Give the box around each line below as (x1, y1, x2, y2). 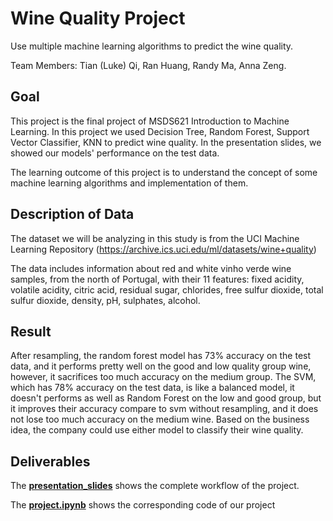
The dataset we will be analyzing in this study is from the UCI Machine (10, 232, 300, 244)
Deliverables (10, 453, 91, 470)
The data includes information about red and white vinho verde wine (10, 262, 292, 274)
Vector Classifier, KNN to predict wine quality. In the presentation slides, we (10, 136, 322, 148)
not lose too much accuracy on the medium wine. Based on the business (10, 413, 310, 426)
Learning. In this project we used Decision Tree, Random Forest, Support (10, 125, 310, 137)
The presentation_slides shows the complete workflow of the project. (10, 480, 300, 492)
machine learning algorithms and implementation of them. (10, 177, 249, 189)
